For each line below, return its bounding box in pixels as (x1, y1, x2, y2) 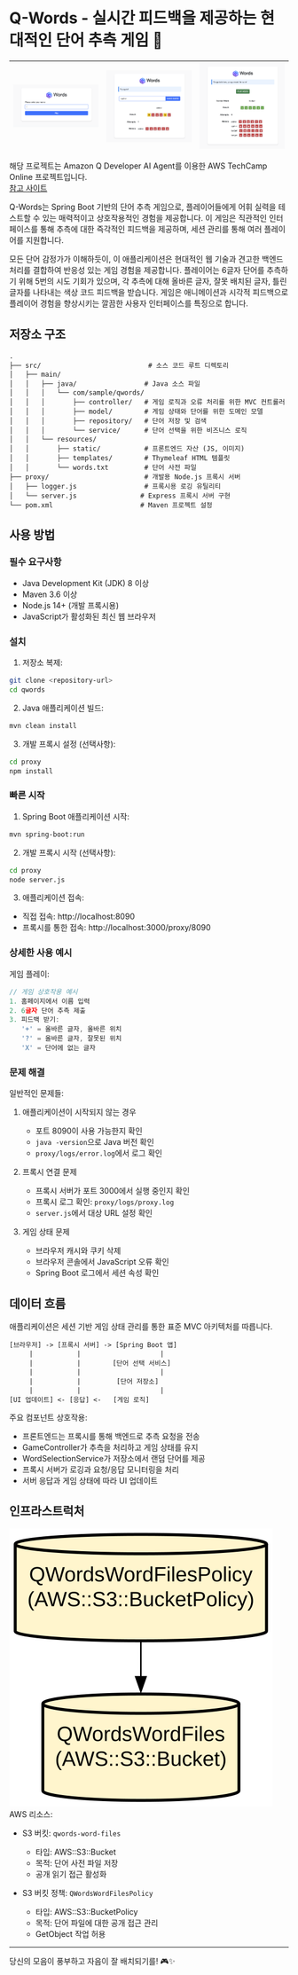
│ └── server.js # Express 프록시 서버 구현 (9, 491, 231, 501)
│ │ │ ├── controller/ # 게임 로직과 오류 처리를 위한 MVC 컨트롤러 (9, 398, 286, 407)
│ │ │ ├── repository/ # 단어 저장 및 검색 (9, 417, 207, 426)
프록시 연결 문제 (21, 1167, 77, 1178)
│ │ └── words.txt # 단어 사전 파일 (9, 463, 197, 473)
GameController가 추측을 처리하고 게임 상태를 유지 (21, 1442, 199, 1453)
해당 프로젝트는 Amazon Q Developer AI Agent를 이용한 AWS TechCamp (9, 161, 268, 171)
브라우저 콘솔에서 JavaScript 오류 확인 (35, 1257, 170, 1267)
